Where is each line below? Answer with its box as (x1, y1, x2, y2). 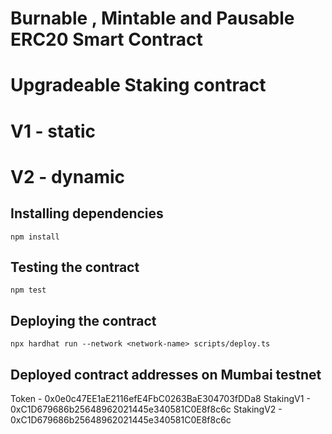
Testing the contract (10, 258, 140, 276)
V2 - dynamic (10, 165, 125, 188)
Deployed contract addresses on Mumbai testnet (10, 366, 322, 383)
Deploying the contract (10, 312, 157, 329)
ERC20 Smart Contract (10, 28, 203, 51)
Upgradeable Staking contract (10, 74, 267, 97)
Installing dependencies (10, 205, 164, 222)
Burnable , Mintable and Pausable (10, 7, 295, 30)
